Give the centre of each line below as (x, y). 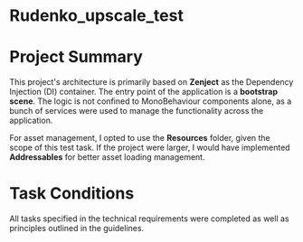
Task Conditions (72, 194)
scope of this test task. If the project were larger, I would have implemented (150, 148)
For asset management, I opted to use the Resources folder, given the (140, 138)
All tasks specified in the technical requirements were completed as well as (149, 219)
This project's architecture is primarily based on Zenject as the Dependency (151, 82)
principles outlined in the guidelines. (77, 228)
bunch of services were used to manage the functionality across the (137, 111)
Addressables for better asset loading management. (107, 157)
